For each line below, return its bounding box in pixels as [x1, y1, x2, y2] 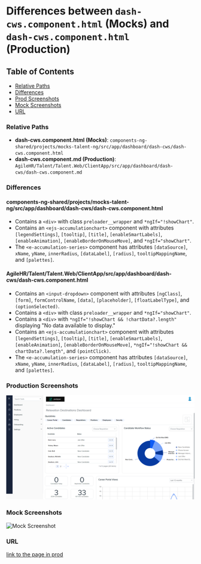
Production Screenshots [6, 381, 79, 390]
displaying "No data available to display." [14, 321, 115, 329]
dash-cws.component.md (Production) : [14, 156, 117, 163]
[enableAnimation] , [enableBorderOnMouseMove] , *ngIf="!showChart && [14, 341, 187, 348]
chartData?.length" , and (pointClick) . [14, 347, 111, 354]
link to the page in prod [6, 551, 63, 558]
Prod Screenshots [14, 95, 60, 102]
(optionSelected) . [14, 302, 60, 310]
